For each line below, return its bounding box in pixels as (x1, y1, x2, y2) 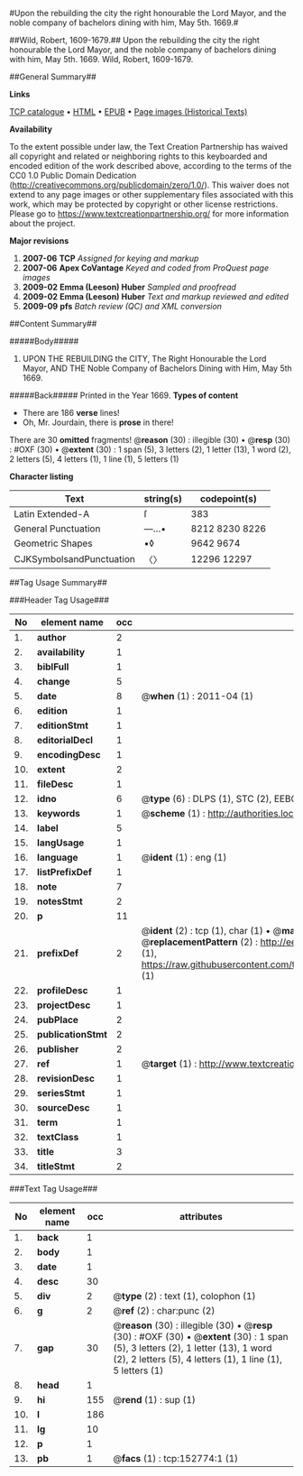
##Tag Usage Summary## (9, 577, 108, 587)
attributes (179, 1211, 223, 1222)
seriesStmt (37, 1087, 86, 1099)
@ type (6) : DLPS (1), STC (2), (141, 793, 272, 805)
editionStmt (37, 719, 88, 732)
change (37, 676, 70, 687)
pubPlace (37, 1014, 79, 1026)
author (37, 632, 67, 643)
